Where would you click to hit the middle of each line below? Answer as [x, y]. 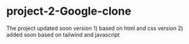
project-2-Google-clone [69, 11]
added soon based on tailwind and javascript [63, 34]
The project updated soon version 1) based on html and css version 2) [95, 28]
